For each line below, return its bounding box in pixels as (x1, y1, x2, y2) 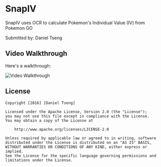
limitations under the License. (5, 157, 73, 162)
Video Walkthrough (5, 49, 67, 58)
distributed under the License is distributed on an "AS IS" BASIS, (5, 140, 152, 145)
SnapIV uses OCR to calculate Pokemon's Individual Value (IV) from (5, 20, 145, 26)
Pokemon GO (5, 25, 33, 31)
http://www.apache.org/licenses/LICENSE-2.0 (14, 127, 109, 132)
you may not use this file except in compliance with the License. (5, 114, 150, 119)
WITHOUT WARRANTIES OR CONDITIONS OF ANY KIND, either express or (5, 144, 147, 149)
